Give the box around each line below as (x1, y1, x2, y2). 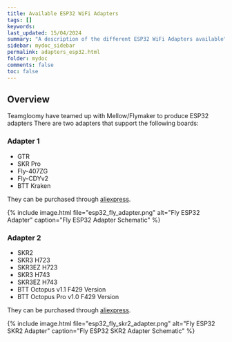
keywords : (7, 23, 36, 30)
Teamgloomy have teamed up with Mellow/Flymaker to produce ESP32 (7, 112, 209, 120)
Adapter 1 (7, 136, 40, 146)
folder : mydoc (7, 55, 48, 62)
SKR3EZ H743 (17, 278, 58, 286)
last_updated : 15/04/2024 (7, 29, 81, 37)
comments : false (7, 61, 54, 68)
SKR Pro (17, 160, 41, 168)
